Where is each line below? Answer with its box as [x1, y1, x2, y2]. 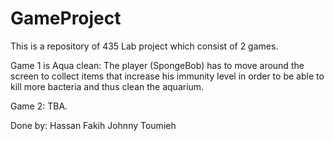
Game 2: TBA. [10, 100, 68, 112]
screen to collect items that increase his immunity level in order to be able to [10, 70, 325, 82]
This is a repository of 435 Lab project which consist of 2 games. [10, 40, 279, 52]
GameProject [10, 7, 122, 30]
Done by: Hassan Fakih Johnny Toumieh [10, 119, 177, 131]
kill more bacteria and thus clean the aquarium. [10, 80, 205, 92]
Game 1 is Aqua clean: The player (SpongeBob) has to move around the [10, 59, 305, 71]
